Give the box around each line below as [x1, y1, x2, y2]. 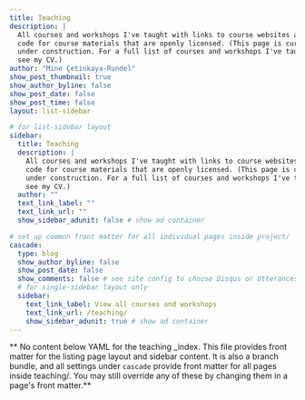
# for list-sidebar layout [9, 123, 112, 132]
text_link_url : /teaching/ [25, 308, 128, 317]
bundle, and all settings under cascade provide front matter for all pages [9, 361, 277, 372]
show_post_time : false [9, 97, 95, 107]
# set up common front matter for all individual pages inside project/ [9, 232, 290, 241]
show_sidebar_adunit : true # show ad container [25, 316, 209, 325]
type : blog [17, 249, 59, 258]
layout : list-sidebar [9, 106, 92, 115]
